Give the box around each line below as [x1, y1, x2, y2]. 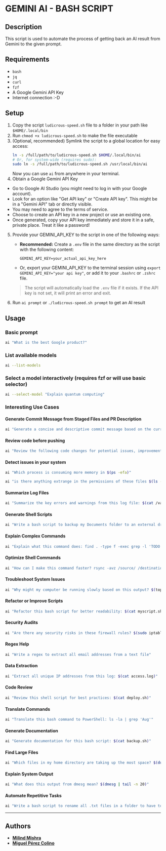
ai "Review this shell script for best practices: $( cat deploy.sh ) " [5, 695, 152, 700]
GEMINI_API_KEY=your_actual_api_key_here [19, 256, 106, 261]
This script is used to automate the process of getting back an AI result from [5, 36, 161, 41]
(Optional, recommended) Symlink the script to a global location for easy [12, 138, 161, 144]
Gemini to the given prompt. [5, 41, 62, 47]
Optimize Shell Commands [5, 555, 61, 561]
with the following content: [19, 246, 74, 252]
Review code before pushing [5, 438, 65, 444]
